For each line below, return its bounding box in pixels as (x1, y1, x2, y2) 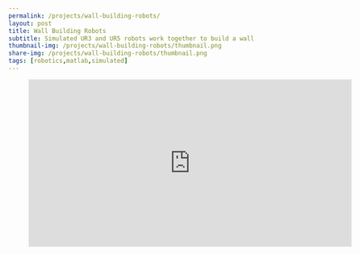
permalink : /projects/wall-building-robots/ (8, 11, 161, 20)
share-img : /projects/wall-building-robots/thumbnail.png (8, 49, 207, 57)
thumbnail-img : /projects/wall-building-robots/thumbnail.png (8, 42, 222, 50)
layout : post (8, 19, 52, 27)
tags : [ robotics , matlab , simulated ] (8, 57, 128, 65)
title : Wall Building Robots (8, 27, 107, 35)
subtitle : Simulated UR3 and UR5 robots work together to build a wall (8, 34, 254, 43)
